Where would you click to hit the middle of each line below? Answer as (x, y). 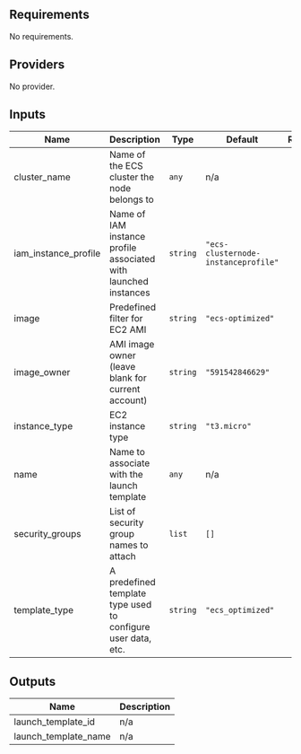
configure (129, 627)
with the (126, 475)
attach (122, 557)
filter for (126, 319)
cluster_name (42, 177)
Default (242, 140)
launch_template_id (55, 722)
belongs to (131, 199)
